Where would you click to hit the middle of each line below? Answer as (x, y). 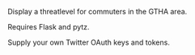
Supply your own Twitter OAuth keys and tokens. (89, 42)
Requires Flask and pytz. (49, 27)
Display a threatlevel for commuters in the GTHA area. (97, 12)
